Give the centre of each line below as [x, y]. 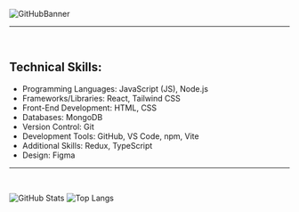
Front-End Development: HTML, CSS [89, 108]
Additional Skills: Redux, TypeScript [87, 145]
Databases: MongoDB [62, 117]
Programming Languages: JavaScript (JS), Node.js [115, 88]
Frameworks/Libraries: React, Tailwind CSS [101, 98]
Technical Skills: [56, 67]
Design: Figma [48, 155]
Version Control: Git [58, 126]
